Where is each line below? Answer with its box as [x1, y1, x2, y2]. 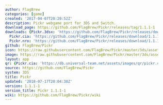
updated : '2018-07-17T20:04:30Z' [5, 79, 73, 84]
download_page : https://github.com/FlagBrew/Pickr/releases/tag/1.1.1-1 [5, 25, 155, 30]
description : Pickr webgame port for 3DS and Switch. [5, 20, 116, 26]
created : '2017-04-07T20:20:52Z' [5, 16, 73, 21]
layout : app [5, 57, 29, 61]
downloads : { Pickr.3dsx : [5, 30, 55, 34]
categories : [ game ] [5, 12, 45, 16]
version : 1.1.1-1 [5, 83, 40, 89]
